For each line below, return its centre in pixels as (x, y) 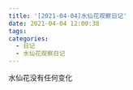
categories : (28, 39)
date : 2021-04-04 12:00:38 (54, 24)
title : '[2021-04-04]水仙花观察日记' (68, 16)
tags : (17, 31)
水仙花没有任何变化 (41, 77)
